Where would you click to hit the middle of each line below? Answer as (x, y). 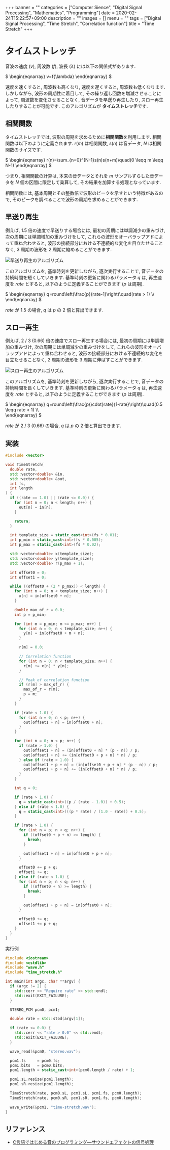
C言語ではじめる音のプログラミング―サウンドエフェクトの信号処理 (83, 1142)
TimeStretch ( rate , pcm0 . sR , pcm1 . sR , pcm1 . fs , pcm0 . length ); (76, 1098)
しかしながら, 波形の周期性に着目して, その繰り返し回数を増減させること (81, 93)
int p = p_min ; (30, 615)
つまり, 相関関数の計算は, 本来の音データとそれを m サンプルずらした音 (80, 176)
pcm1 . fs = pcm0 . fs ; (35, 1061)
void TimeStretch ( (25, 465)
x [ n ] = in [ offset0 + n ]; (45, 596)
